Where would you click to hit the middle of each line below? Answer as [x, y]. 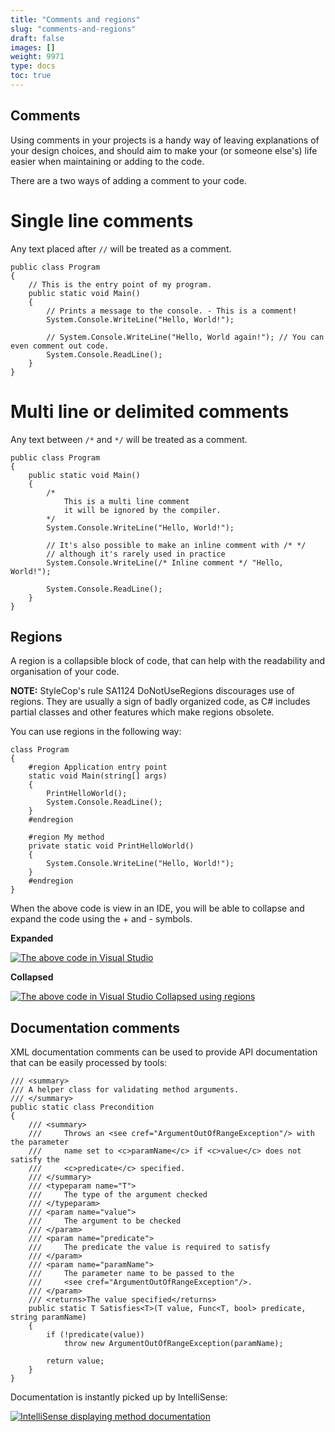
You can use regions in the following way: [96, 732]
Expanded [32, 938]
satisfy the [35, 1160]
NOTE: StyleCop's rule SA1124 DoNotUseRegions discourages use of [152, 691]
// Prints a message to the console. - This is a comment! [172, 311]
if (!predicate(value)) [95, 1335]
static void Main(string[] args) [98, 776]
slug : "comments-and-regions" [73, 29]
